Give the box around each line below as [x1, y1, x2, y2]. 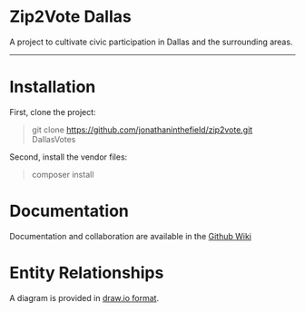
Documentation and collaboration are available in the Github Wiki [9, 230, 252, 241]
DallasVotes [31, 133, 76, 144]
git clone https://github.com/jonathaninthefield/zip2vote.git [31, 124, 253, 135]
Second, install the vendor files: [9, 151, 128, 162]
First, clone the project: [9, 106, 97, 117]
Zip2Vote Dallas [9, 6, 132, 27]
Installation [9, 77, 96, 97]
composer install [31, 169, 94, 180]
